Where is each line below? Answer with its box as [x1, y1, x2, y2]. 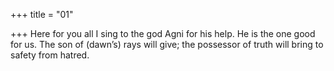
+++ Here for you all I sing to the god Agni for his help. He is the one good [10, 28, 316, 39]
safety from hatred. [10, 49, 90, 61]
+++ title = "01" [10, 9, 74, 20]
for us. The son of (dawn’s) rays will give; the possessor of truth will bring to [10, 39, 324, 50]
